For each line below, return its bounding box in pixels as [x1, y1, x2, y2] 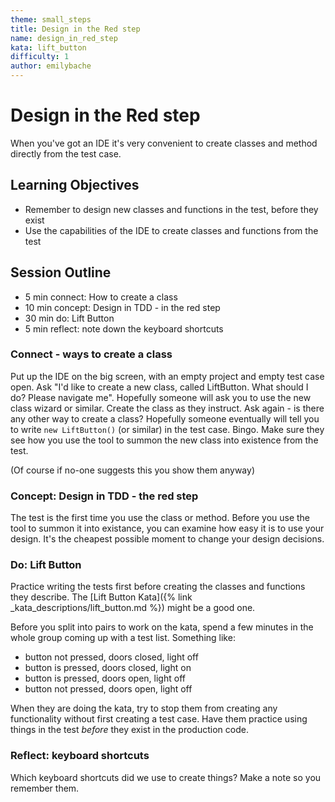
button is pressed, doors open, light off [24, 672, 186, 685]
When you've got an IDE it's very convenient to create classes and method [10, 137, 318, 149]
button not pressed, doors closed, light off [24, 651, 199, 663]
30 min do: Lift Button [24, 312, 115, 324]
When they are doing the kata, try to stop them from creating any [10, 702, 278, 715]
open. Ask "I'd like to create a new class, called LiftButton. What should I [10, 381, 309, 393]
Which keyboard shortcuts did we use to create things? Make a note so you [10, 771, 322, 783]
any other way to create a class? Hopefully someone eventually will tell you [10, 412, 320, 425]
